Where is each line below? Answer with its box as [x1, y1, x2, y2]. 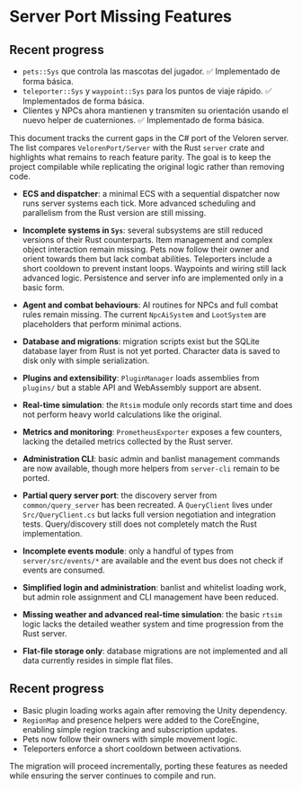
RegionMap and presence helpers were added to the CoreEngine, [22, 715, 260, 725]
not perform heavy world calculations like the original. [22, 409, 222, 420]
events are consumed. [22, 564, 105, 575]
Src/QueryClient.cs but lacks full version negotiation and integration [22, 510, 276, 519]
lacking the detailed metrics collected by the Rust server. [22, 436, 234, 447]
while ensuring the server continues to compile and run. [9, 770, 217, 781]
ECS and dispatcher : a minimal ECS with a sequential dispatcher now [22, 189, 280, 199]
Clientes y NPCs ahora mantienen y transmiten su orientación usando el [22, 105, 289, 116]
